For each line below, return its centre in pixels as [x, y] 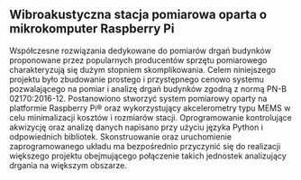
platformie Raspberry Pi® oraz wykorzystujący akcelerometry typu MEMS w [150, 108]
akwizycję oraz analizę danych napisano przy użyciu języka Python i [137, 127]
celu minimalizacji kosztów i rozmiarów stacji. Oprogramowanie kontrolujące [151, 117]
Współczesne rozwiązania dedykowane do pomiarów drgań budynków [141, 50]
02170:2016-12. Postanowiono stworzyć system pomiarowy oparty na [138, 98]
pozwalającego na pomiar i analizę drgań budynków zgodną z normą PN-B [148, 88]
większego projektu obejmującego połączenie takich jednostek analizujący [148, 156]
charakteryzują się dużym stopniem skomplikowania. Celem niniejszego [143, 69]
